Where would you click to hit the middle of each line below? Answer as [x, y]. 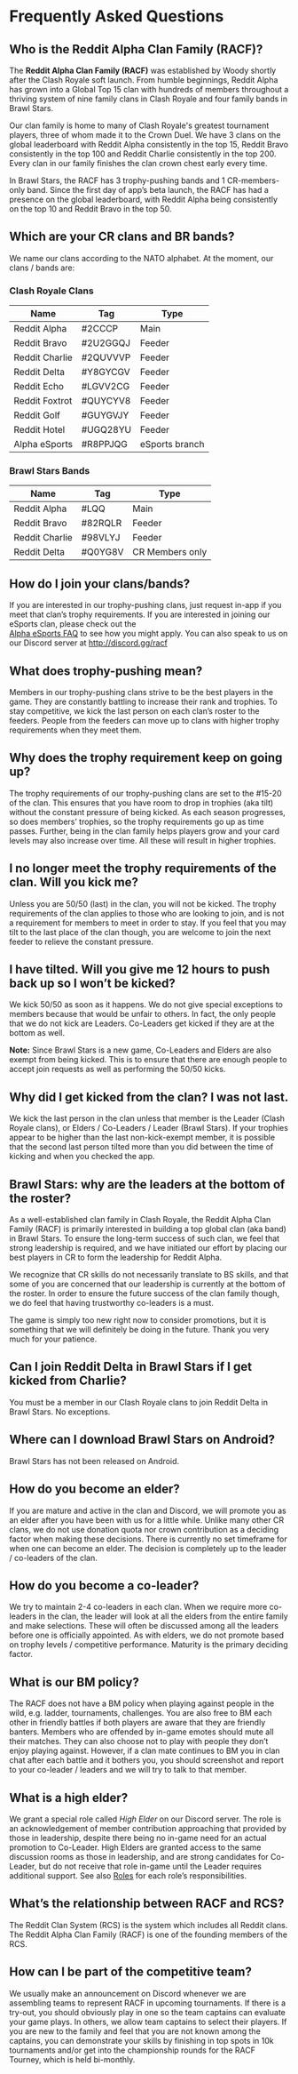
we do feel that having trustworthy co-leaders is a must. [112, 1303]
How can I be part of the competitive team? [131, 1972]
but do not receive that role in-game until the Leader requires [150, 1866]
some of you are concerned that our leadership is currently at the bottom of [147, 1284]
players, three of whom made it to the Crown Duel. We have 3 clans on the [145, 135]
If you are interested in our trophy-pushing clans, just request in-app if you [145, 605]
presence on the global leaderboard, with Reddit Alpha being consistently [143, 199]
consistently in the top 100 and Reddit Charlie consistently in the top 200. [143, 154]
